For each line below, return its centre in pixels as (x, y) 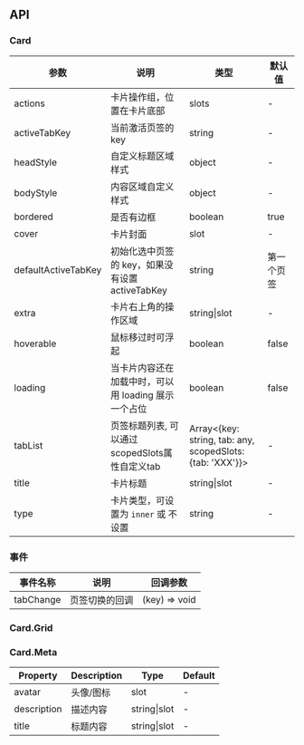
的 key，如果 (137, 265)
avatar (27, 692)
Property (38, 676)
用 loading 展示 (142, 395)
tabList (28, 445)
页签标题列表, (139, 425)
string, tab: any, (222, 440)
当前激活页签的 (142, 128)
